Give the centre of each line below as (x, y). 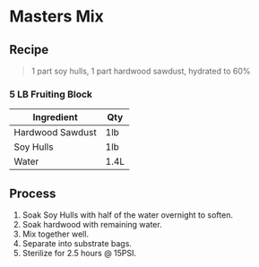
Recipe (29, 50)
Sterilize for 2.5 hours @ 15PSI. (79, 254)
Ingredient (55, 117)
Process (33, 193)
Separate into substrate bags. (77, 244)
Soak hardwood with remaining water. (92, 225)
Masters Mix (57, 17)
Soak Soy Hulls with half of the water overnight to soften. (127, 215)
